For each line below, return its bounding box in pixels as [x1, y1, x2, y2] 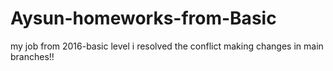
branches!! [10, 50, 55, 62]
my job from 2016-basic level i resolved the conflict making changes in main [10, 40, 324, 52]
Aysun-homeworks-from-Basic [10, 7, 277, 30]
